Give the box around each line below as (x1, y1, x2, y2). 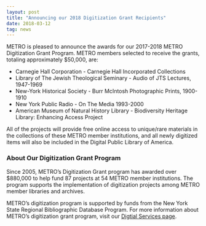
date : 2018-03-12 (6, 20, 51, 26)
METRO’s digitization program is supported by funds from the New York (6, 199, 188, 206)
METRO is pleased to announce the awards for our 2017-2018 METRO (6, 43, 183, 50)
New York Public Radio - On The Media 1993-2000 (15, 101, 145, 108)
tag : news (6, 26, 32, 33)
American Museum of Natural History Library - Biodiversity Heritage (15, 107, 188, 114)
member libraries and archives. (6, 187, 85, 195)
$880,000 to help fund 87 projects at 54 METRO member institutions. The (6, 174, 194, 182)
